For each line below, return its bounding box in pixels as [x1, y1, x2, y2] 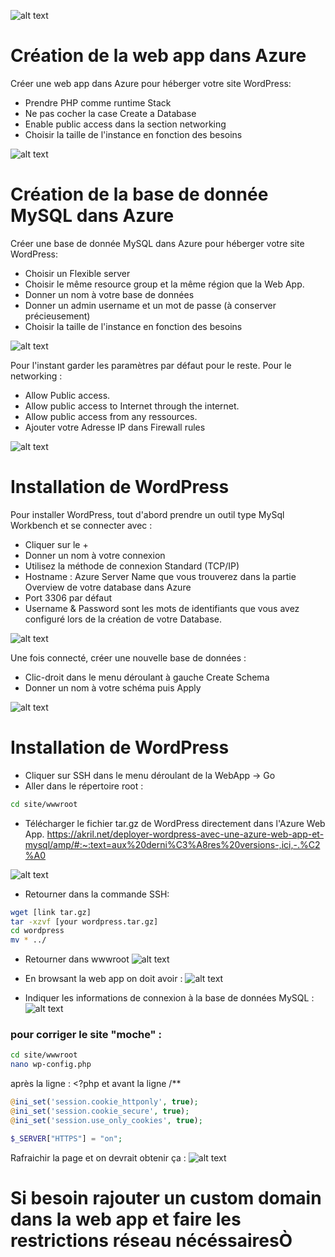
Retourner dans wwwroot [24, 953, 130, 965]
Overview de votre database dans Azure [24, 581, 192, 593]
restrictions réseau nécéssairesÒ [10, 1229, 293, 1252]
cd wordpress [10, 926, 65, 936]
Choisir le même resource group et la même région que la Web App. [24, 278, 305, 290]
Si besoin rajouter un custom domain [10, 1186, 322, 1209]
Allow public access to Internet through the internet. [24, 400, 240, 412]
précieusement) [24, 310, 91, 322]
